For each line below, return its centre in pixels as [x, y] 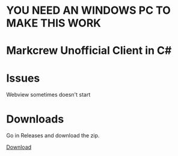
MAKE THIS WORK [54, 23]
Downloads [35, 119]
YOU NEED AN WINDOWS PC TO [89, 10]
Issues [23, 78]
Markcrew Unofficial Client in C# [89, 51]
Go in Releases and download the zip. [53, 136]
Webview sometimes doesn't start [48, 95]
